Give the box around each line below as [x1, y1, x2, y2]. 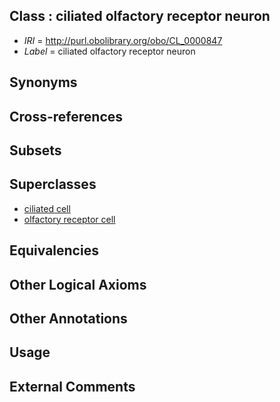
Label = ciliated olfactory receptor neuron [23, 45, 196, 57]
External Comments [9, 378, 136, 395]
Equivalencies [9, 242, 99, 259]
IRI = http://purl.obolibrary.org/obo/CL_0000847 [23, 34, 223, 46]
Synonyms [9, 74, 78, 91]
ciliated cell [23, 202, 71, 214]
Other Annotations [9, 310, 128, 327]
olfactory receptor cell [23, 213, 116, 225]
